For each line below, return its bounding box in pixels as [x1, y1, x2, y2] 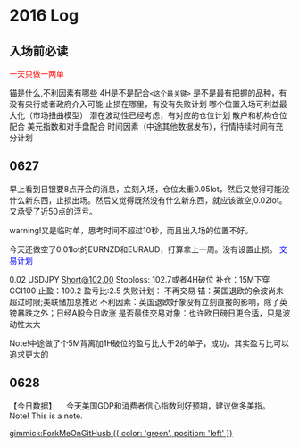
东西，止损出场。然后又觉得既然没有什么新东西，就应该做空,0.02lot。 [32, 194, 287, 206]
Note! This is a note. [9, 410, 83, 421]
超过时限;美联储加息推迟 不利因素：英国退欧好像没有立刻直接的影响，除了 [9, 296, 280, 307]
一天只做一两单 [9, 69, 64, 79]
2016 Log [9, 5, 79, 26]
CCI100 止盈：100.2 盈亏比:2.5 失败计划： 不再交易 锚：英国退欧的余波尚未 [9, 285, 284, 296]
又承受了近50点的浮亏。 [9, 206, 98, 216]
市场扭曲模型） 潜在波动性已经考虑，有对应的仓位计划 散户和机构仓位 [32, 110, 287, 121]
